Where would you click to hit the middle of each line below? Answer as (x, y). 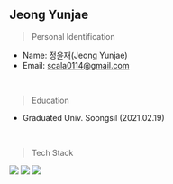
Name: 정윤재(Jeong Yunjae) (75, 55)
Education (50, 100)
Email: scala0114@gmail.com (76, 65)
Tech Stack (52, 152)
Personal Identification (73, 36)
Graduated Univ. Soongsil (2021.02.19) (93, 117)
